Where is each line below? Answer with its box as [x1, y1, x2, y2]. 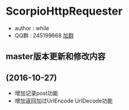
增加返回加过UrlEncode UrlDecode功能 [14, 97, 113, 105]
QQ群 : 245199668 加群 [14, 32, 74, 39]
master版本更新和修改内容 [6, 51, 106, 62]
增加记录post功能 [14, 90, 59, 97]
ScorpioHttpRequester [6, 4, 123, 18]
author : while [14, 24, 50, 32]
